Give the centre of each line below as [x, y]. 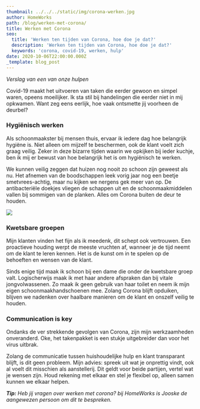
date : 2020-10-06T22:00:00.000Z [46, 56]
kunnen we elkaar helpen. [38, 382]
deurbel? [17, 110]
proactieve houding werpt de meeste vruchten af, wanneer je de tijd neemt [98, 247]
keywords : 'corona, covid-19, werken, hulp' [68, 51]
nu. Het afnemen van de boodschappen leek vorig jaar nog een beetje [93, 175]
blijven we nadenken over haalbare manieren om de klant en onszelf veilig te [100, 297]
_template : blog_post [33, 62]
